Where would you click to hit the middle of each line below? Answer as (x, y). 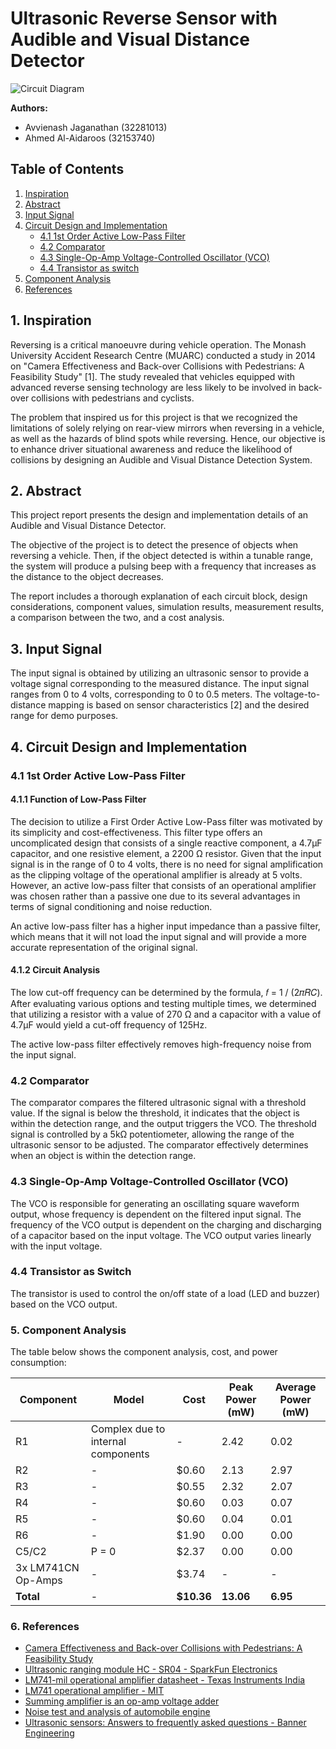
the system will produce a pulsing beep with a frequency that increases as (163, 566)
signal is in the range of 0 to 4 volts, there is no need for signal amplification (167, 864)
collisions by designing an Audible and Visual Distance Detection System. (161, 459)
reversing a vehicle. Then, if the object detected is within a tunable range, (162, 556)
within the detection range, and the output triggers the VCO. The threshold (163, 1124)
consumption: (38, 1363)
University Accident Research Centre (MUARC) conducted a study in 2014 (163, 355)
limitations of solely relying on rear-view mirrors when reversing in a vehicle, (167, 428)
